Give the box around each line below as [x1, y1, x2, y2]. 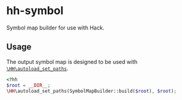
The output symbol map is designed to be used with [6, 58, 138, 65]
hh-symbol [6, 4, 64, 18]
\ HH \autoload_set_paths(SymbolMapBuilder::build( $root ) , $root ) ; [6, 88, 176, 94]
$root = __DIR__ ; [6, 82, 51, 88]
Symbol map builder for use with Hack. [6, 24, 105, 31]
